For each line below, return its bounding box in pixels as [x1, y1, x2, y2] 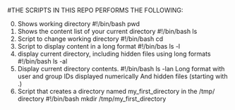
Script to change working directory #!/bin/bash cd [17, 35, 164, 43]
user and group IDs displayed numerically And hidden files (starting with [17, 72, 228, 80]
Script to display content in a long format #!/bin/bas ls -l [17, 42, 181, 50]
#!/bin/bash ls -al [17, 57, 68, 66]
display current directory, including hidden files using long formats [17, 49, 211, 58]
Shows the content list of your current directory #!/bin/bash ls [17, 28, 198, 35]
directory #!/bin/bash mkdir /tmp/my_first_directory [17, 94, 167, 103]
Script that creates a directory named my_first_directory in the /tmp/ [17, 87, 215, 95]
